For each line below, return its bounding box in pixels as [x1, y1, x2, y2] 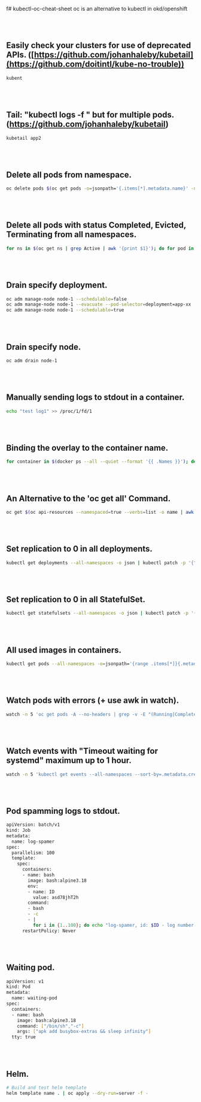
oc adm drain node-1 [6, 358, 58, 364]
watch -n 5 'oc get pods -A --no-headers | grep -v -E [6, 711, 146, 717]
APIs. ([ [6, 50, 35, 60]
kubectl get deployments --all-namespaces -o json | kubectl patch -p [6, 559, 186, 566]
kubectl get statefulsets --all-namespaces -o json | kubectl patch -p [6, 610, 188, 616]
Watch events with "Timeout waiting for [6, 746, 159, 756]
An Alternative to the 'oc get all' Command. [6, 493, 171, 504]
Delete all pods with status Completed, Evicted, [6, 220, 187, 230]
